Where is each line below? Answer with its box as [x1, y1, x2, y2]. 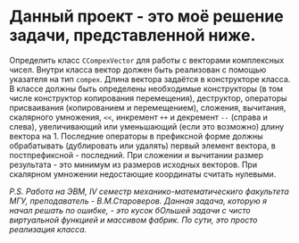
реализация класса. [9, 223, 87, 234]
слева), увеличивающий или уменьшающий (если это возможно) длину [9, 121, 285, 131]
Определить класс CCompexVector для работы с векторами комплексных [9, 54, 285, 65]
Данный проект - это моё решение [9, 6, 284, 27]
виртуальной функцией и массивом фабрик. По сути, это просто [9, 214, 258, 225]
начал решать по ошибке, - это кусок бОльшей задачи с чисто [9, 205, 252, 215]
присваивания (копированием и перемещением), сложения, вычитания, [9, 102, 287, 113]
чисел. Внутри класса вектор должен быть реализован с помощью [9, 64, 267, 75]
